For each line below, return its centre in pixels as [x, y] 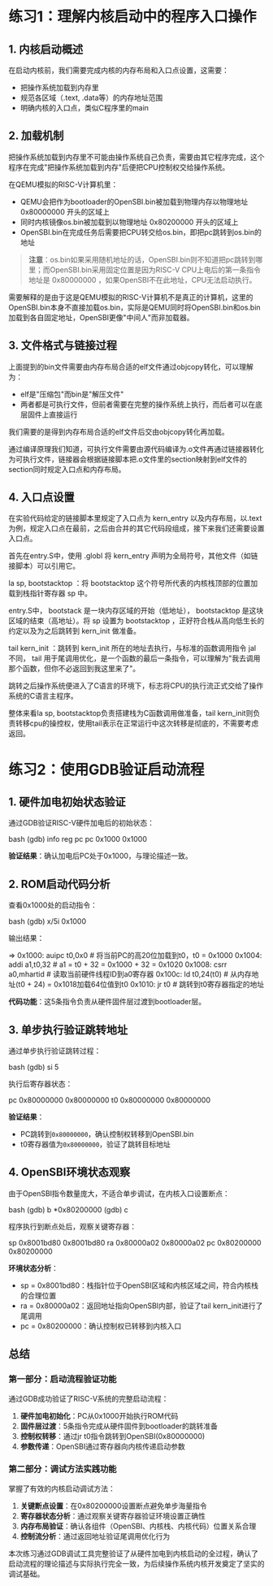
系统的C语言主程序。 [43, 696]
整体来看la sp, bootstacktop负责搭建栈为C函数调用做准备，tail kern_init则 [131, 713]
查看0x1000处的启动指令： [53, 905]
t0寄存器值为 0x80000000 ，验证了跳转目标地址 [95, 1144]
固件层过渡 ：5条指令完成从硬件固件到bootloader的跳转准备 [119, 1426]
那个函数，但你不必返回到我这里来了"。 [74, 669]
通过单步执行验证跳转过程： [55, 1051]
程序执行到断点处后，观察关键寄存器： [72, 1226]
